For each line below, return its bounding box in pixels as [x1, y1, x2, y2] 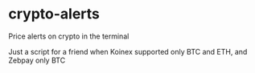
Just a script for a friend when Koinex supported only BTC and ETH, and [8, 47, 248, 56]
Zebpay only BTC [8, 55, 66, 65]
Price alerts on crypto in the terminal [8, 31, 130, 41]
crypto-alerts [8, 5, 101, 23]
